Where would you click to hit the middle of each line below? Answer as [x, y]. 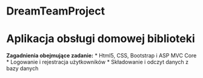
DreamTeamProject [56, 11]
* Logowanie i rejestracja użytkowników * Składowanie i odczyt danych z [98, 62]
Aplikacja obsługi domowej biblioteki [101, 39]
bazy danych [22, 68]
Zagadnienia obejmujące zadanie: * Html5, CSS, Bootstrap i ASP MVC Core [101, 56]
